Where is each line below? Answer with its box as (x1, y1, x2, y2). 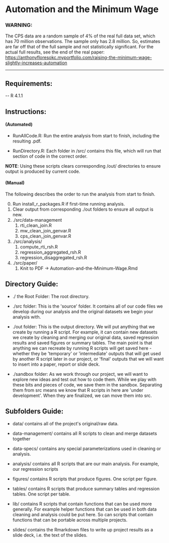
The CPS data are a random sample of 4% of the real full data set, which (5, 33, 156, 39)
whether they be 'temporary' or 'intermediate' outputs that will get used (12, 350, 161, 357)
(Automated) (5, 121, 33, 127)
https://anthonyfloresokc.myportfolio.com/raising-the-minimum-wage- (5, 55, 152, 61)
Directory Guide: (5, 280, 58, 288)
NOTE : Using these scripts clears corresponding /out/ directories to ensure (5, 163, 161, 169)
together (12, 435, 31, 441)
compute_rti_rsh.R (20, 244, 58, 250)
